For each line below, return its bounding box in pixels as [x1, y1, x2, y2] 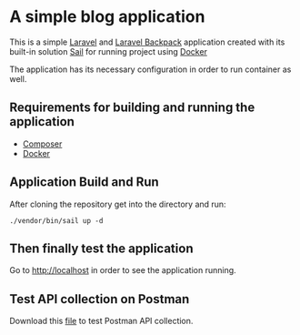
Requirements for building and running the [9, 100, 255, 116]
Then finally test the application [9, 240, 194, 256]
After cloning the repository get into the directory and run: [9, 198, 226, 209]
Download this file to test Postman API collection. [9, 316, 194, 327]
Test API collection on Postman [9, 291, 190, 307]
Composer [22, 138, 63, 149]
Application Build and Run [9, 175, 159, 190]
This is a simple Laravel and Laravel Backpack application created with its [9, 36, 285, 47]
